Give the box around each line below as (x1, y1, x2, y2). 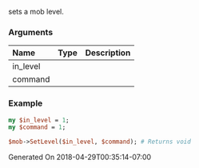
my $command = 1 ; (8, 123, 66, 131)
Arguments (8, 26, 54, 38)
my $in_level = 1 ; (8, 116, 70, 124)
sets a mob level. (8, 7, 64, 16)
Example (8, 98, 43, 109)
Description (85, 47, 131, 58)
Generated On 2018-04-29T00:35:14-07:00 (8, 152, 152, 162)
